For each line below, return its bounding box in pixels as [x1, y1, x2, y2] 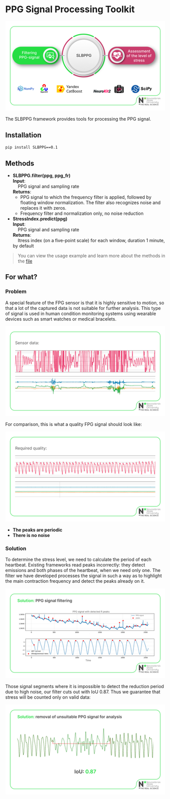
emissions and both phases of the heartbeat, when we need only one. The [5, 567, 161, 573]
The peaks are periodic [12, 527, 62, 533]
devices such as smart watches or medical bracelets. [5, 316, 117, 322]
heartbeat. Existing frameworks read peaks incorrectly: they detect [5, 561, 146, 568]
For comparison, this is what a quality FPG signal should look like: [5, 421, 142, 427]
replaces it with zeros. [20, 205, 67, 211]
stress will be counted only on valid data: [5, 694, 91, 700]
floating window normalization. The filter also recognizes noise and [20, 199, 161, 206]
